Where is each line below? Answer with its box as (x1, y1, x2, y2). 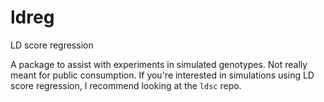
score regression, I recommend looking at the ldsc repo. (10, 79, 242, 91)
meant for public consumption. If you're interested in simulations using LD (10, 69, 315, 81)
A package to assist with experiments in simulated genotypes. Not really (10, 58, 308, 70)
